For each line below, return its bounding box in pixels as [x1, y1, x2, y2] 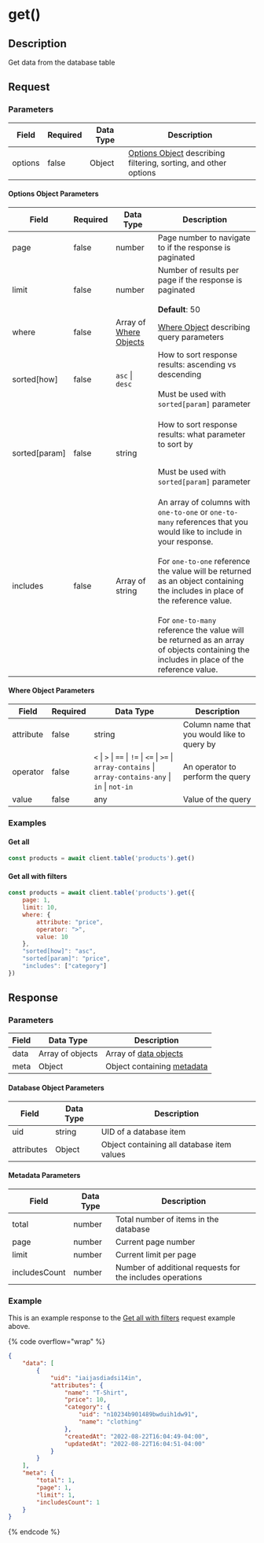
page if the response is [157, 274, 243, 285]
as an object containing [157, 575, 244, 586]
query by [182, 739, 216, 750]
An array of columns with [157, 496, 251, 508]
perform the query [182, 771, 251, 782]
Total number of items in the [115, 1213, 219, 1224]
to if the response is [157, 242, 231, 253]
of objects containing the [157, 644, 250, 655]
